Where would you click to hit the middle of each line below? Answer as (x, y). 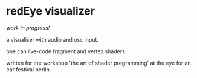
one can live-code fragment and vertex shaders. (66, 51)
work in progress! (28, 28)
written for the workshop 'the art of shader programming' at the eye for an (99, 63)
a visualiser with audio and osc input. (52, 39)
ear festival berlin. (29, 69)
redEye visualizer (51, 11)
